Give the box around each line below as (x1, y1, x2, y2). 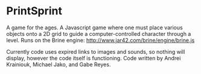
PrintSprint (6, 4, 62, 18)
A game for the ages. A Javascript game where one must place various (6, 24, 183, 31)
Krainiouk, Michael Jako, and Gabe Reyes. (6, 61, 111, 68)
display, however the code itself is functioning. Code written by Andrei (6, 54, 181, 61)
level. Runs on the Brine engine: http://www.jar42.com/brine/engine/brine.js (6, 36, 195, 44)
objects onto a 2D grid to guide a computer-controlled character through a (6, 30, 191, 37)
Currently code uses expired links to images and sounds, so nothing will (6, 48, 185, 55)
